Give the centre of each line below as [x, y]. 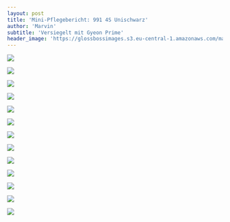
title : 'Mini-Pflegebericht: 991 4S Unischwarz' [78, 20]
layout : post [26, 13]
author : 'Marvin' [32, 26]
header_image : [27, 39]
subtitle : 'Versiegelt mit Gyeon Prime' [66, 32]
